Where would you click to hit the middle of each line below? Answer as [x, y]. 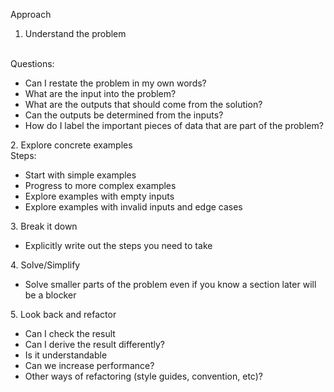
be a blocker [50, 295]
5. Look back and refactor [63, 314]
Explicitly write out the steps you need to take [118, 245]
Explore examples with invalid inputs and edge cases [133, 207]
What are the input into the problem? [100, 93]
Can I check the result [70, 333]
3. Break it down [44, 226]
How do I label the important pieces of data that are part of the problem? [174, 125]
